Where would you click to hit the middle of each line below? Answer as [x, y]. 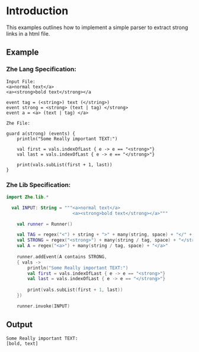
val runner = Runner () [45, 224]
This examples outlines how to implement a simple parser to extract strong [97, 27]
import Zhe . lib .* [28, 197]
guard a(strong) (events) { [41, 134]
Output [19, 325]
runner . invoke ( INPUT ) [43, 306]
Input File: [21, 81]
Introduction [37, 11]
